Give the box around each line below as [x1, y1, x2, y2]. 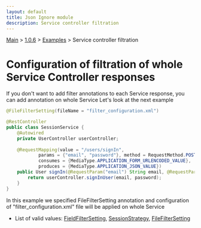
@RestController [6, 119, 47, 125]
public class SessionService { [6, 124, 84, 131]
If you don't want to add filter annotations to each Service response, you [6, 90, 185, 97]
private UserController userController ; [17, 136, 119, 142]
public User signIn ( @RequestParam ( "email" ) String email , [17, 169, 165, 175]
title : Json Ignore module [6, 14, 74, 20]
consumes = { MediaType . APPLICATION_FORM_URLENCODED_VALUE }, [38, 158, 191, 164]
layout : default [6, 8, 47, 15]
